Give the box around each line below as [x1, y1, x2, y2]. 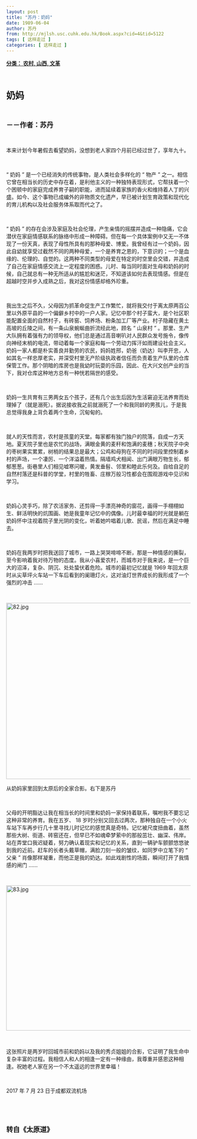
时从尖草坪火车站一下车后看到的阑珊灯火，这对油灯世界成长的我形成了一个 [6, 571, 189, 578]
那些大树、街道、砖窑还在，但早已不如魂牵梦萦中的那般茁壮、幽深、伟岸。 [6, 831, 189, 838]
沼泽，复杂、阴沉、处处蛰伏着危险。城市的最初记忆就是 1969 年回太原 [16, 564, 189, 571]
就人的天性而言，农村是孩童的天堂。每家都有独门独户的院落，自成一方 [6, 432, 179, 440]
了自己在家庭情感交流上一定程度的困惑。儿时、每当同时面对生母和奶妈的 [6, 262, 184, 269]
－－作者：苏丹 [6, 120, 54, 129]
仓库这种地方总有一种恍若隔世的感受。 [26, 369, 121, 376]
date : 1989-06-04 [6, 20, 50, 26]
